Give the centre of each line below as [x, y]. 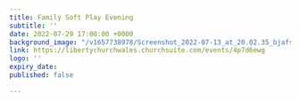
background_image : [43, 42]
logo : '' [25, 58]
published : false [42, 75]
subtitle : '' [33, 26]
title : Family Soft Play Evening [71, 17]
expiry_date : [33, 67]
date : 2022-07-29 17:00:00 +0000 [71, 34]
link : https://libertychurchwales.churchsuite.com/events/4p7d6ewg [137, 50]
